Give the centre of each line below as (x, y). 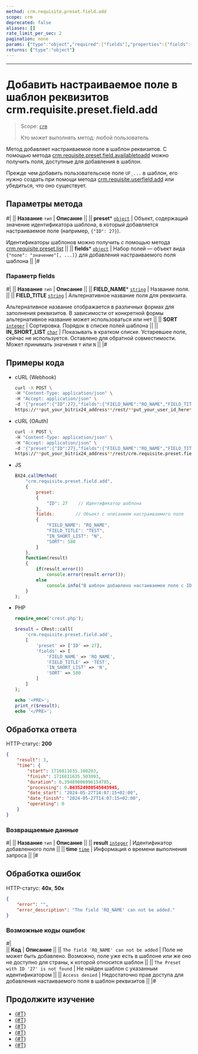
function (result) (47, 558)
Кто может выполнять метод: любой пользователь (85, 137)
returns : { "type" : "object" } (41, 50)
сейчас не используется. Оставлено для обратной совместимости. (91, 338)
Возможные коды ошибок (46, 931)
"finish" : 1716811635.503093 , (64, 776)
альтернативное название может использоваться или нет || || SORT (92, 319)
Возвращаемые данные (42, 830)
